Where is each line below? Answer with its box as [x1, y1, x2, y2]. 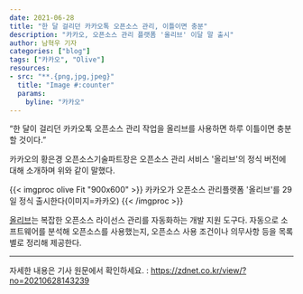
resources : [9, 64, 50, 73]
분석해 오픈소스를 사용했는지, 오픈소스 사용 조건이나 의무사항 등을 [48, 226, 277, 237]
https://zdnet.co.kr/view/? [150, 265, 247, 276]
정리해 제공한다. [25, 237, 82, 249]
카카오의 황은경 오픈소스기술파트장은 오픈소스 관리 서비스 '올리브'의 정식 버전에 [9, 154, 287, 165]
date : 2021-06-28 [9, 13, 75, 23]
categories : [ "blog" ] [9, 47, 91, 56]
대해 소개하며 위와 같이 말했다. [9, 165, 115, 176]
